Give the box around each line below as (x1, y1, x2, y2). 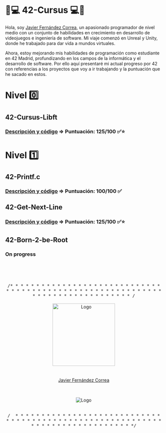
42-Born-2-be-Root (5, 236, 68, 244)
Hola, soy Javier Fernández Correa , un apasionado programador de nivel (5, 24, 155, 30)
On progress (5, 251, 36, 258)
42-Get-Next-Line (5, 203, 63, 212)
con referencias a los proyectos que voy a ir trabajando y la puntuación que (5, 66, 161, 72)
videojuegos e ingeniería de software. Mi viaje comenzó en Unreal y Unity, (5, 35, 158, 41)
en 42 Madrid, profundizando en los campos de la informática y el (5, 55, 141, 61)
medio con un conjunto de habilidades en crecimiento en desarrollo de (5, 29, 151, 35)
